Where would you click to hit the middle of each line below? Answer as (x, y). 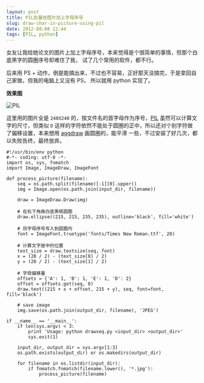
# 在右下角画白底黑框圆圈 (45, 212)
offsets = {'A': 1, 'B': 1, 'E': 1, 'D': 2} (74, 279)
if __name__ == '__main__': (42, 321)
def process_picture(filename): (47, 179)
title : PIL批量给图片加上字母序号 (45, 18)
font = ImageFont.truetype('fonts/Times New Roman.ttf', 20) (96, 234)
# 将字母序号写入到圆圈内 (45, 229)
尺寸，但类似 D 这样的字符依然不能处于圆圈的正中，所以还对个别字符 (102, 125)
